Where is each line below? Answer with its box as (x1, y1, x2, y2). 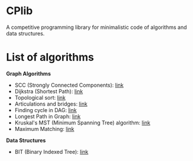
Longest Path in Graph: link (14, 113, 81, 120)
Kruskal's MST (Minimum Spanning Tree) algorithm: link (14, 119, 151, 126)
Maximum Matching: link (14, 125, 75, 132)
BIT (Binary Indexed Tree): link (14, 148, 89, 155)
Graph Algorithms (6, 70, 51, 77)
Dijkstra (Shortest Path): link (14, 87, 83, 95)
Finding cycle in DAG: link (14, 106, 77, 113)
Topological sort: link (14, 94, 66, 101)
